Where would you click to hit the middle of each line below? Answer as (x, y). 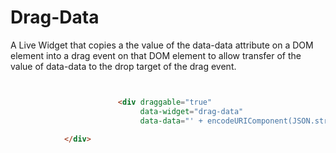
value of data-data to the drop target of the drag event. (123, 66)
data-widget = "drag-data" (191, 111)
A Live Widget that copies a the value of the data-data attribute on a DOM (162, 45)
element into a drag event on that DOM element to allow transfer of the (156, 55)
